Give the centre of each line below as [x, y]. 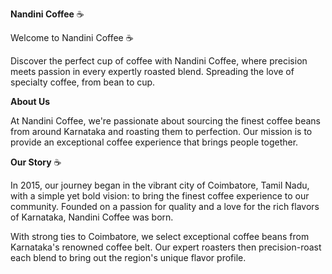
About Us [30, 101]
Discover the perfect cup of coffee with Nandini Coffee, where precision [159, 61]
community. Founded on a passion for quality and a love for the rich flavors [165, 206]
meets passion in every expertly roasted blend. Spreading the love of [152, 71]
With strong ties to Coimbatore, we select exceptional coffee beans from [160, 236]
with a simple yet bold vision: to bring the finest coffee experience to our [160, 196]
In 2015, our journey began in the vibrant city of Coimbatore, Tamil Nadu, [160, 185]
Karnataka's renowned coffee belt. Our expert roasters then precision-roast [166, 247]
